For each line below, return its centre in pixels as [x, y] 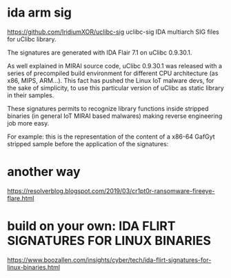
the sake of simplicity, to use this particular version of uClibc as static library [115, 88]
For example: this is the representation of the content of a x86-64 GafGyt [111, 137]
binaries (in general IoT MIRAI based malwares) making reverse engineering [115, 116]
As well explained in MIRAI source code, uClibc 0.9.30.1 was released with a [115, 66]
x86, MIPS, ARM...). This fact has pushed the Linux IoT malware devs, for [111, 80]
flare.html [21, 198]
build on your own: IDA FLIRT [91, 226]
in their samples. [31, 95]
